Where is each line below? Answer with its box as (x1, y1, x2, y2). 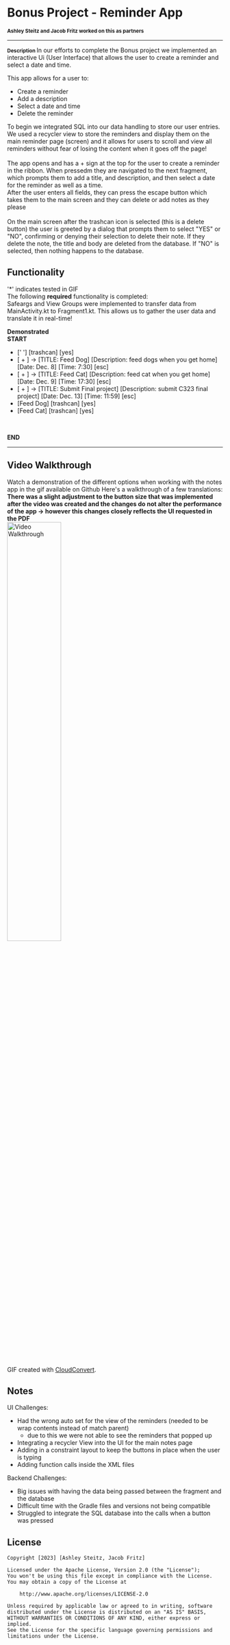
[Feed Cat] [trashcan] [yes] (16, 406, 94, 415)
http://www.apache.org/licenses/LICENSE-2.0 (19, 1591, 149, 1598)
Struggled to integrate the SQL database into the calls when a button (16, 1509, 211, 1517)
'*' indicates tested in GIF (7, 285, 79, 293)
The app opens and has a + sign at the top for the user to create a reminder (7, 159, 220, 167)
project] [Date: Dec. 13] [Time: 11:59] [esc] (16, 392, 137, 400)
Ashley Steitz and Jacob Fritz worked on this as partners (7, 27, 144, 34)
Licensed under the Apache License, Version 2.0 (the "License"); (7, 1567, 201, 1574)
